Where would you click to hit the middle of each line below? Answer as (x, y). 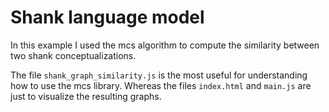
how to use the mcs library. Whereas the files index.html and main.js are (161, 85)
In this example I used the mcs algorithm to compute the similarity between (165, 45)
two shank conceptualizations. (73, 55)
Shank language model (107, 17)
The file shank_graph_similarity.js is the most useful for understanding (159, 75)
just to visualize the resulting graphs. (86, 96)
